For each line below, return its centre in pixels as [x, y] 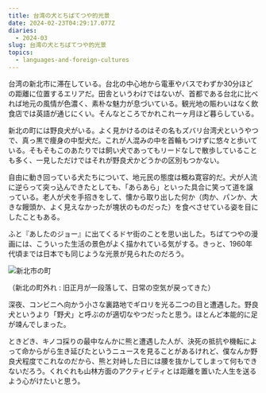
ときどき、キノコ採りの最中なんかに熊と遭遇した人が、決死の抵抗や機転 [126, 341]
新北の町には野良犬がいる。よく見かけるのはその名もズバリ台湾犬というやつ [133, 130]
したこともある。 [36, 216]
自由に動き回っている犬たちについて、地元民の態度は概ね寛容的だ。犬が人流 [133, 177]
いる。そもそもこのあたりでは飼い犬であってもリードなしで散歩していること [133, 150]
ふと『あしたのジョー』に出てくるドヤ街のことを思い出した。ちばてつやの [130, 233]
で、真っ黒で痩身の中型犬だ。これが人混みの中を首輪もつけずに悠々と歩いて [133, 140]
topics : [21, 53]
